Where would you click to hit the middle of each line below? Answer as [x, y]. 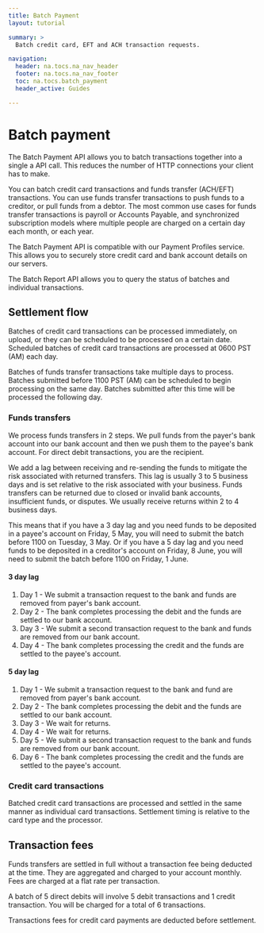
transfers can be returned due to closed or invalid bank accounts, [115, 492]
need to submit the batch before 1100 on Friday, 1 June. [98, 559]
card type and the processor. [55, 820]
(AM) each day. [33, 357]
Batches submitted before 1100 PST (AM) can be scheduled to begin [120, 380]
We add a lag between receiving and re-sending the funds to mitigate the [128, 467]
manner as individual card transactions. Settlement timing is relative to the [129, 812]
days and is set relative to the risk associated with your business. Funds [126, 484]
